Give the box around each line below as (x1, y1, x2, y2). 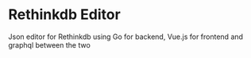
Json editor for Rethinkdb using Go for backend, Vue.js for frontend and (8, 32, 244, 41)
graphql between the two (8, 40, 91, 49)
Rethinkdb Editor (8, 6, 121, 24)
